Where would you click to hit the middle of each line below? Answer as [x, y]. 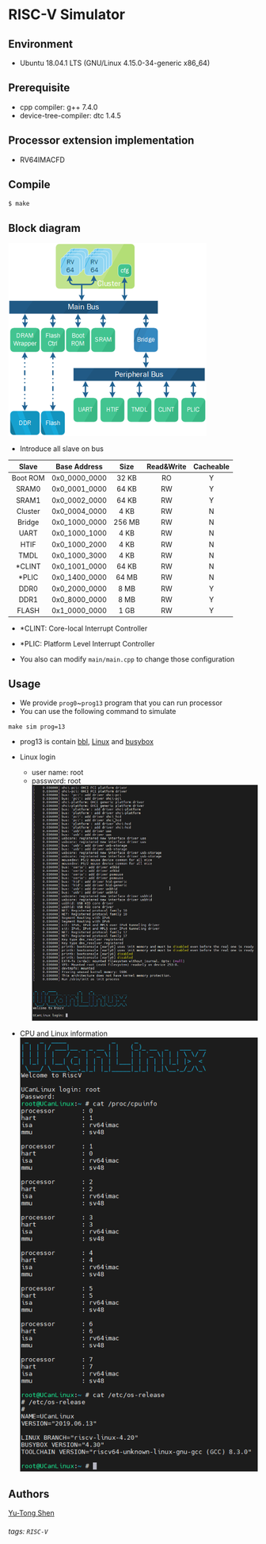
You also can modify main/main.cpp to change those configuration [127, 659]
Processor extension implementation [101, 141]
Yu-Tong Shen [31, 1513]
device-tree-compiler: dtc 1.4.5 [70, 115]
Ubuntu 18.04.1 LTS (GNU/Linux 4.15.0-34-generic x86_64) [115, 63]
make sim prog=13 [37, 727]
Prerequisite [39, 88]
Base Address [79, 466]
